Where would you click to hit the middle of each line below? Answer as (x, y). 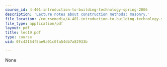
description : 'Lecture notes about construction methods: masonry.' (78, 14)
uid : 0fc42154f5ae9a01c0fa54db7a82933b (46, 42)
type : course (19, 37)
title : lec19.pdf (23, 33)
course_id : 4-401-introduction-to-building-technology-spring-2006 (77, 10)
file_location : (21, 19)
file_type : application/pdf (34, 23)
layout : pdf (17, 28)
